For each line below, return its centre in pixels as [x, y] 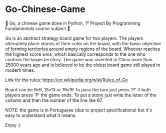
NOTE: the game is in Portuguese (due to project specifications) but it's [79, 110]
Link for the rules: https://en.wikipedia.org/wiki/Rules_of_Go [67, 80]
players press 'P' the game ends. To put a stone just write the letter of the [81, 95]
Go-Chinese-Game [45, 9]
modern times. [20, 70]
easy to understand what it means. [41, 115]
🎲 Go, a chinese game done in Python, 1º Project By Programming [73, 23]
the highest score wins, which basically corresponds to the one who [75, 54]
